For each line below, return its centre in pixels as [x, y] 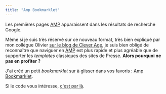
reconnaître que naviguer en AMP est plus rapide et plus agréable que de [82, 50]
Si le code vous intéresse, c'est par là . [45, 86]
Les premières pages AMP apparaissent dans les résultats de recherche [80, 24]
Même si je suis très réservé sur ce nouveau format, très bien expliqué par [83, 39]
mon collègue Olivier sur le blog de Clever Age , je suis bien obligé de [77, 45]
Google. [13, 30]
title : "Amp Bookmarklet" [32, 10]
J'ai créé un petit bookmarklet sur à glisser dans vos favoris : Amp [74, 71]
